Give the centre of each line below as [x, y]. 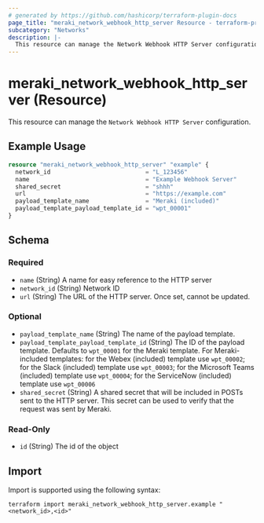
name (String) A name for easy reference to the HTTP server [115, 280]
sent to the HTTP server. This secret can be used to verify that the [126, 400]
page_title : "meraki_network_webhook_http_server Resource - [110, 23]
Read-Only [29, 429]
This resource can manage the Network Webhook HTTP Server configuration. [130, 122]
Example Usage [47, 146]
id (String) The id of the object [69, 446]
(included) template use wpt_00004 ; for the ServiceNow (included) [125, 375]
